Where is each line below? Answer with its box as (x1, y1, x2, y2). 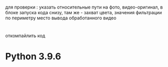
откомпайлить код (5, 32, 46, 39)
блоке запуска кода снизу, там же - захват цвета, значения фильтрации (5, 10, 162, 16)
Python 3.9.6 (5, 50, 62, 62)
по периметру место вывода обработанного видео (5, 15, 117, 21)
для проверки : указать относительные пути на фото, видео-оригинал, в (5, 4, 163, 10)
